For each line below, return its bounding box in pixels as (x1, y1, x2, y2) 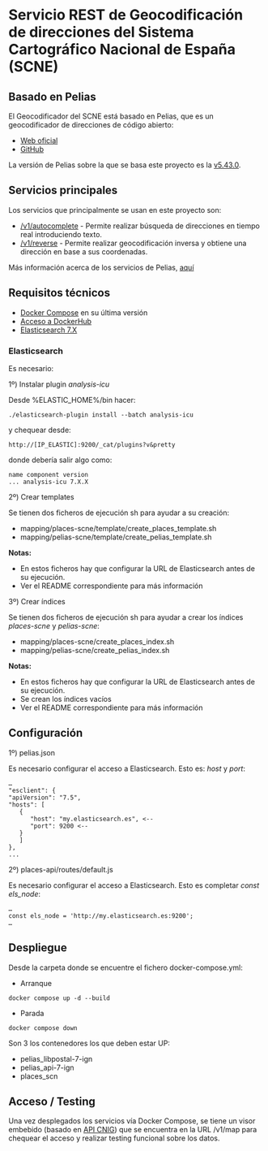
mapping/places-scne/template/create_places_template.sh (19, 523, 217, 533)
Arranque (19, 978, 53, 988)
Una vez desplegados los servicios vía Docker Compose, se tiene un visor (8, 1116, 256, 1126)
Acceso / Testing (8, 1094, 96, 1108)
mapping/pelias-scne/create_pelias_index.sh (19, 645, 170, 655)
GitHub (19, 145, 45, 154)
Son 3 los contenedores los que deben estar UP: (8, 1038, 170, 1048)
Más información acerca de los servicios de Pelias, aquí (8, 262, 194, 272)
